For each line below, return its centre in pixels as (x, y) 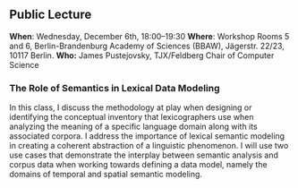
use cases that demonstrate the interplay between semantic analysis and (144, 155)
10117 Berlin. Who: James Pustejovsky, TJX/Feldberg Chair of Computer (142, 55)
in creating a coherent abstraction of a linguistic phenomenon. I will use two (149, 146)
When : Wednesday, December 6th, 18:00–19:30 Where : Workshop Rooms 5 (149, 36)
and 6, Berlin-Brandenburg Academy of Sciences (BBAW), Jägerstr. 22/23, (147, 46)
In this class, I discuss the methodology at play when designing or (131, 107)
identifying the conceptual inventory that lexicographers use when (132, 117)
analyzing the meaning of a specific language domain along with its (133, 127)
